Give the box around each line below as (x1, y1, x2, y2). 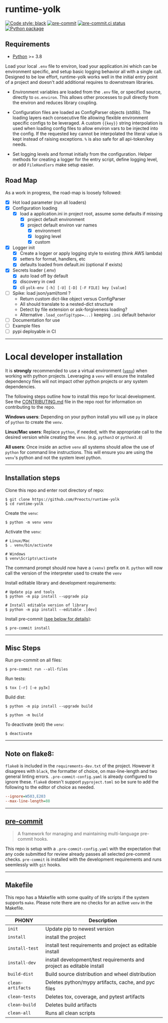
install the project (45, 933, 86, 940)
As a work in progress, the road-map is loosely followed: (5, 189, 121, 195)
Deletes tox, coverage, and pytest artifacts (45, 993, 145, 1000)
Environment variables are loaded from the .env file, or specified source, (12, 89, 162, 95)
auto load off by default (19, 273, 68, 279)
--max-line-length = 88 (5, 799, 50, 804)
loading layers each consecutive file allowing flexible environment (12, 115, 148, 121)
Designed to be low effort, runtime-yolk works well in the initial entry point (5, 74, 158, 80)
